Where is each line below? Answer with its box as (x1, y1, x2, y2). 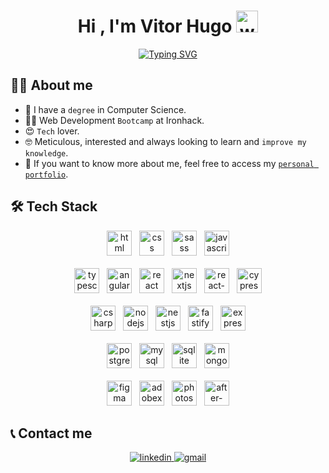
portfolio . (24, 168, 69, 180)
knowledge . (24, 146, 69, 159)
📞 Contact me (10, 425, 93, 442)
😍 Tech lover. (24, 125, 80, 137)
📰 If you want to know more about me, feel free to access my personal (24, 157, 315, 169)
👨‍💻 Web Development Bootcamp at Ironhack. (24, 114, 205, 126)
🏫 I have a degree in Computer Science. (24, 103, 187, 115)
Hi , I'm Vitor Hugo (77, 15, 233, 38)
